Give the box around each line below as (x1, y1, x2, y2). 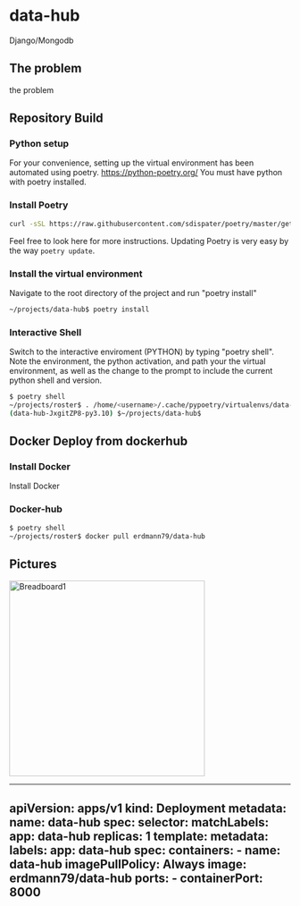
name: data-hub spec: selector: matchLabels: (9, 815, 270, 830)
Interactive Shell (9, 326, 82, 338)
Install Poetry (9, 199, 69, 211)
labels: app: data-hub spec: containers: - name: (9, 842, 281, 858)
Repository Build (9, 111, 104, 126)
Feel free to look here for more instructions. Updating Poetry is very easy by (9, 235, 289, 246)
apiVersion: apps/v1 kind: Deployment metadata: (9, 800, 287, 816)
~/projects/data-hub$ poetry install (9, 305, 150, 314)
